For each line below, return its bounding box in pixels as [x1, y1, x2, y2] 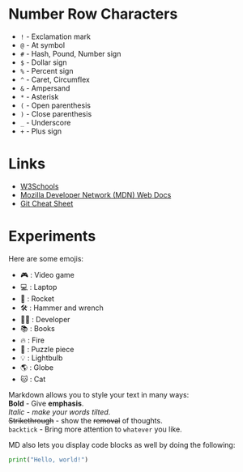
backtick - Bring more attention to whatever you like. [8, 424, 182, 434]
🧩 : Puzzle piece [19, 344, 75, 354]
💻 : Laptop [19, 282, 58, 291]
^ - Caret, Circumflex [19, 74, 91, 84]
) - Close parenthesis [19, 108, 92, 118]
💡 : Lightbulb [19, 353, 63, 363]
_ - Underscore [19, 117, 71, 127]
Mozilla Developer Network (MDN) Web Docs [19, 189, 172, 199]
